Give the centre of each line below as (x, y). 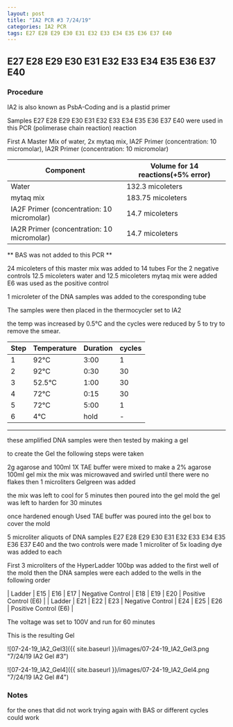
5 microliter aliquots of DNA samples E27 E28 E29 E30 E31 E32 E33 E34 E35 (116, 537)
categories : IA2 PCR (37, 26)
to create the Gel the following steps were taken (76, 454)
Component (65, 170)
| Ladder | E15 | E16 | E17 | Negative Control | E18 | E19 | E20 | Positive (106, 593)
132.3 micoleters (154, 186)
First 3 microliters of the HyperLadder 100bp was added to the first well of (113, 565)
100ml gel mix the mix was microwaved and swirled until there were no (108, 474)
